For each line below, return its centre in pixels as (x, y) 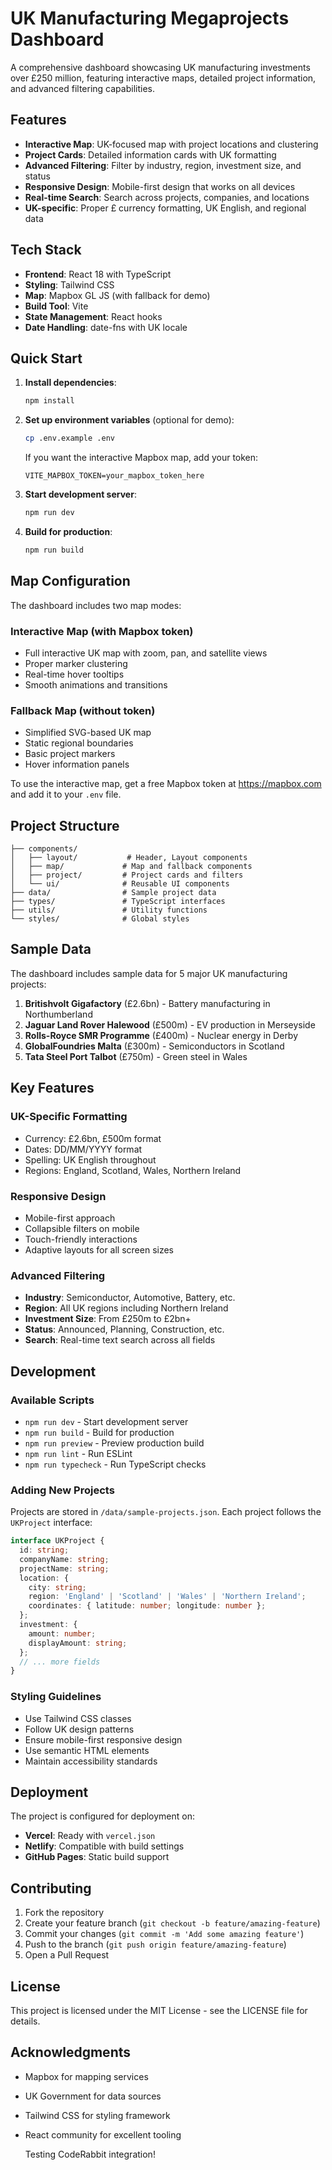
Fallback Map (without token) (83, 710)
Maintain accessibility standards (91, 1761)
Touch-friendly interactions (81, 1239)
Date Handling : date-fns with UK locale (106, 327)
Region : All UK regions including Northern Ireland (126, 1308)
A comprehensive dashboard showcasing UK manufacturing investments (160, 67)
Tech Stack (46, 250)
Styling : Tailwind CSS (69, 284)
